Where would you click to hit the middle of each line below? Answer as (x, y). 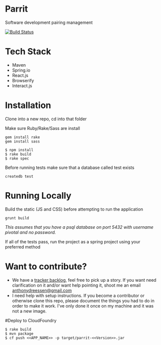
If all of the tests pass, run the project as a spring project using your (73, 241)
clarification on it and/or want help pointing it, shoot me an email (76, 285)
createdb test (19, 176)
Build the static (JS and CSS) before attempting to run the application (74, 209)
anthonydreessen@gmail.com (42, 290)
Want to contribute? (46, 266)
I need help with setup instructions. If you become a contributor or (78, 295)
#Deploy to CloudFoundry (31, 320)
